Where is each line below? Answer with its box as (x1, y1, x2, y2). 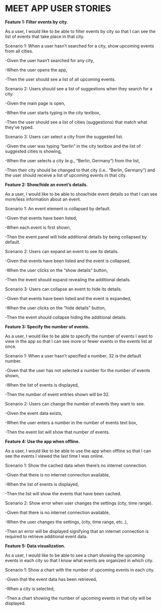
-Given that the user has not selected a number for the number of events (5, 367, 150, 373)
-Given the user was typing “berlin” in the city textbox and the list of (5, 143, 141, 149)
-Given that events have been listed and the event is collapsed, (5, 258, 131, 264)
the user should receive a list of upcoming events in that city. (5, 172, 127, 178)
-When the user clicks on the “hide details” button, (5, 305, 106, 311)
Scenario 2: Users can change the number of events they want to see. (5, 401, 145, 407)
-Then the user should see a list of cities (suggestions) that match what (5, 119, 147, 125)
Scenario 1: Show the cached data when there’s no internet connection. (5, 462, 147, 468)
